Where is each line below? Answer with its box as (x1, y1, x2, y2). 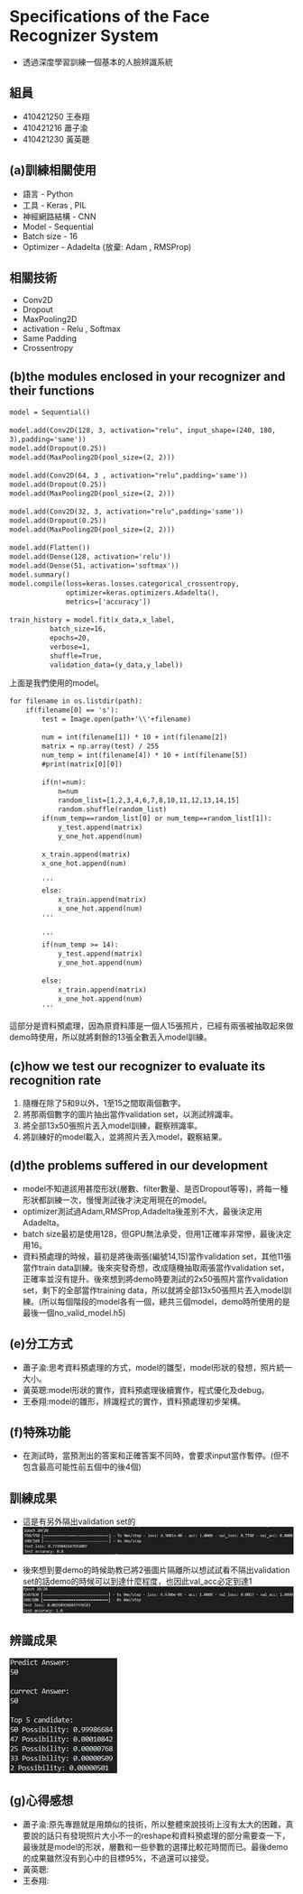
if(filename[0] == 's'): (25, 706, 119, 715)
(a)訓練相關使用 (9, 162, 97, 178)
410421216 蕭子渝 (22, 122, 88, 133)
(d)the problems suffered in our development (9, 1158, 269, 1174)
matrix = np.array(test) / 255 (41, 742, 160, 751)
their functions (9, 383, 95, 398)
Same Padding (22, 333, 78, 344)
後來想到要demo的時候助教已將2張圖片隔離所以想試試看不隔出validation (22, 1565, 290, 1575)
